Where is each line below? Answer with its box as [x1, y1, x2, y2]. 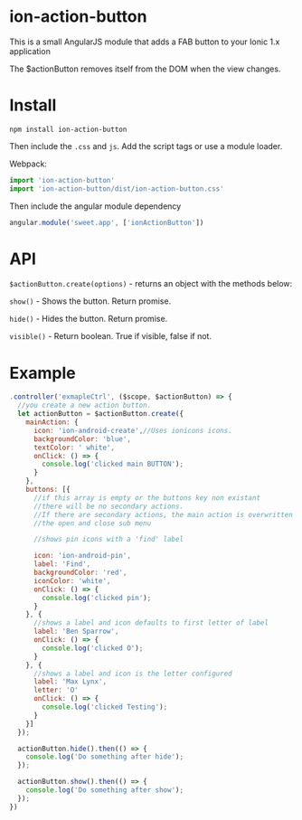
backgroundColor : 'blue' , [33, 434, 131, 444]
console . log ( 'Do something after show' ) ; [25, 786, 184, 795]
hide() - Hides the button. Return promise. [9, 314, 168, 325]
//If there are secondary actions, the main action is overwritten [33, 510, 294, 519]
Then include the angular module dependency [9, 201, 182, 212]
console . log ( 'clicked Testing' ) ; [42, 702, 168, 712]
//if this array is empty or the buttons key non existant [33, 493, 260, 503]
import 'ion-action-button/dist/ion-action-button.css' [9, 184, 224, 193]
